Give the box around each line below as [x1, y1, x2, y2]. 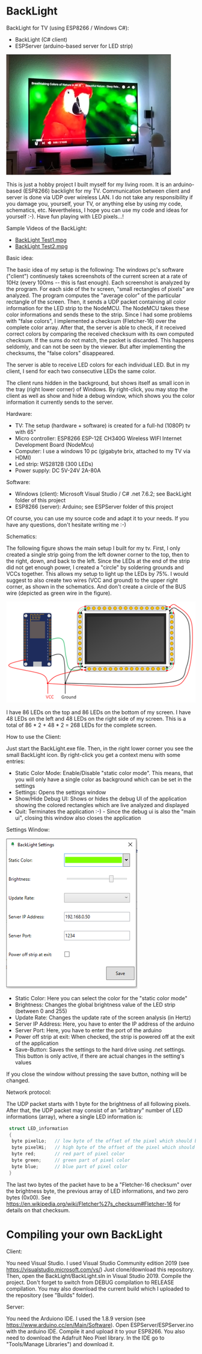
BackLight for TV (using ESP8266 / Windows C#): [6, 24, 129, 31]
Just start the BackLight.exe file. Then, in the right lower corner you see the [6, 744, 194, 752]
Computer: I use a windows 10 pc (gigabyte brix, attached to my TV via [14, 447, 191, 455]
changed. [6, 1076, 30, 1084]
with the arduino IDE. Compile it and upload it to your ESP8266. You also [6, 1327, 185, 1335]
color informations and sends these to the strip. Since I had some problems [6, 311, 192, 318]
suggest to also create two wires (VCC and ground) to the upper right [6, 576, 179, 584]
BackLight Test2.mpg [14, 243, 68, 250]
